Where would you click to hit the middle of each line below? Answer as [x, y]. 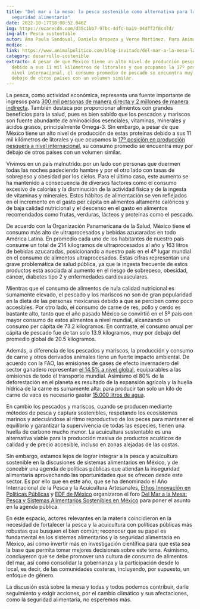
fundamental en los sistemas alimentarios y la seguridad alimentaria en [93, 537]
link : [13, 51]
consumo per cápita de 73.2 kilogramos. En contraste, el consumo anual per [100, 326]
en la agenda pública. [33, 507]
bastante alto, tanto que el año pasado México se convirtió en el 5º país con [99, 314]
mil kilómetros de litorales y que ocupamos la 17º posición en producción [96, 140]
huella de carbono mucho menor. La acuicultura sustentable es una [89, 432]
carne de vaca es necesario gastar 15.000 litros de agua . [76, 395]
